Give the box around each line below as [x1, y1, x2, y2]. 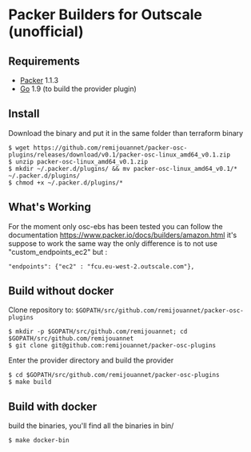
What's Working [8, 200, 92, 214]
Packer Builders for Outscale [8, 6, 202, 24]
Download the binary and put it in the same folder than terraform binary [8, 128, 244, 137]
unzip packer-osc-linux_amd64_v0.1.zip [15, 157, 149, 165]
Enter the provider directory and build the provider [8, 355, 174, 365]
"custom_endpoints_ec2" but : [8, 247, 108, 256]
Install [8, 107, 40, 121]
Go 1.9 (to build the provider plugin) [19, 84, 137, 93]
